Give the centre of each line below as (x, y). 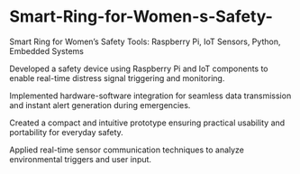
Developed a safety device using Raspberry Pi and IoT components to (139, 69)
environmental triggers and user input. (80, 159)
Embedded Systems (46, 50)
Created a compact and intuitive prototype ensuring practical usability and (147, 123)
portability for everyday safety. (66, 132)
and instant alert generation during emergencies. (100, 105)
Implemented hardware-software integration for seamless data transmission (150, 96)
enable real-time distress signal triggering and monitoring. (117, 78)
